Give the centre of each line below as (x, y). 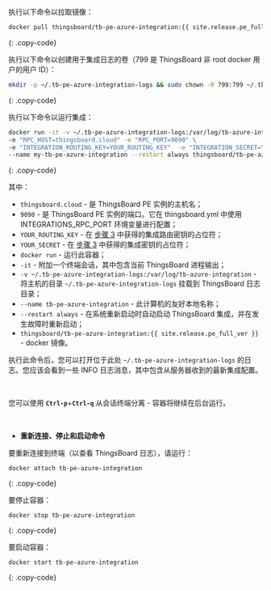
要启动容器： (29, 547)
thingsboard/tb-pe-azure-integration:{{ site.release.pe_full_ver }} (140, 334)
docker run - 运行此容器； (63, 255)
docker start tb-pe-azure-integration (73, 562)
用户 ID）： (39, 69)
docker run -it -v (39, 132)
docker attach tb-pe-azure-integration (75, 469)
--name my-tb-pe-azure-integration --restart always (99, 155)
